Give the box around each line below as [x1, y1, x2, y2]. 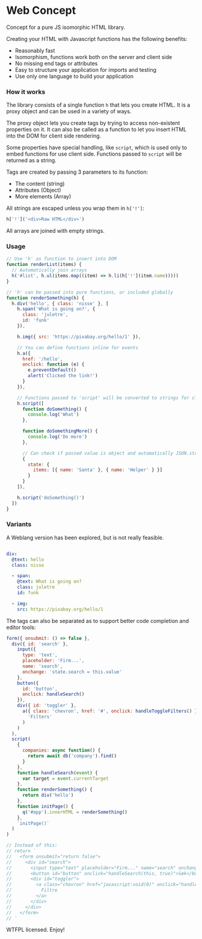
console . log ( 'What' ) [28, 411, 79, 418]
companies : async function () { [22, 747, 101, 754]
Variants [6, 520, 32, 528]
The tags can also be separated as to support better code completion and [6, 617, 189, 624]
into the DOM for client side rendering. [6, 132, 102, 139]
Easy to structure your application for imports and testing [14, 66, 157, 73]
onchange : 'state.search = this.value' [22, 669, 122, 675]
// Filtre [6, 887, 58, 893]
